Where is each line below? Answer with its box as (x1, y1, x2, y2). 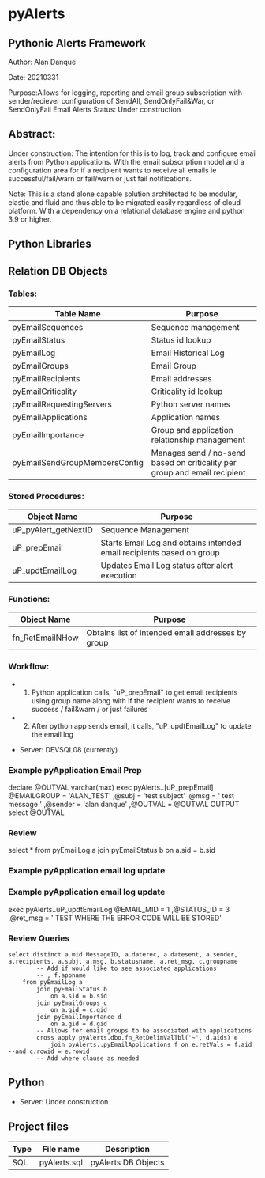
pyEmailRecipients (12, 373, 80, 384)
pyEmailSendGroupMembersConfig (12, 456, 144, 468)
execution (100, 570, 137, 581)
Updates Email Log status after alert (100, 560, 233, 571)
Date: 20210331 (8, 73, 59, 81)
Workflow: (8, 661, 50, 672)
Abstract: (8, 127, 56, 141)
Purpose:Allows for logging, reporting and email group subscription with (8, 88, 243, 97)
